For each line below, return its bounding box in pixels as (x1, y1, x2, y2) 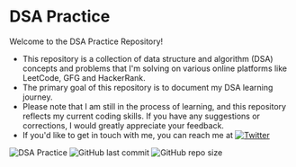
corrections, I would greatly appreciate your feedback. (22, 119, 225, 131)
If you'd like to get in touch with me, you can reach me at (22, 129, 234, 140)
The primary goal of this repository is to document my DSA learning (22, 82, 274, 92)
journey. (22, 92, 53, 102)
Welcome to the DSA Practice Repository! (9, 36, 164, 47)
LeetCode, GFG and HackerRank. (22, 72, 146, 83)
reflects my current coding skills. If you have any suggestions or (22, 110, 261, 121)
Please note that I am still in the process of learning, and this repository (22, 101, 286, 111)
